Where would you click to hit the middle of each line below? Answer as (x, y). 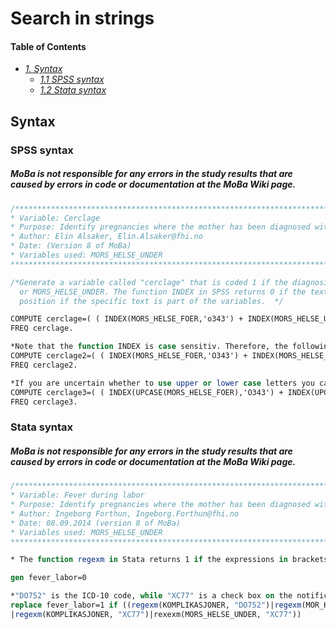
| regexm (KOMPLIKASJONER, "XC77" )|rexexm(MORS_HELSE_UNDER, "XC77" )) (156, 614)
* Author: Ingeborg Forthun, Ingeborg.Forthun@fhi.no (125, 513)
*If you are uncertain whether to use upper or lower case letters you (162, 383)
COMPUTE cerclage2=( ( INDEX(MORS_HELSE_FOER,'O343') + (129, 356)
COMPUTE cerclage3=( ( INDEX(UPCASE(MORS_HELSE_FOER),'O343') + (147, 392)
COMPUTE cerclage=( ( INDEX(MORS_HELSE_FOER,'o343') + (127, 319)
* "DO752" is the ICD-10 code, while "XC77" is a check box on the (151, 596)
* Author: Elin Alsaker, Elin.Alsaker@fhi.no (106, 237)
